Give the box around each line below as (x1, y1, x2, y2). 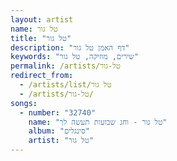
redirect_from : (10, 71, 74, 81)
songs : (10, 98, 38, 108)
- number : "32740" (19, 107, 97, 118)
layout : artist (10, 14, 74, 25)
